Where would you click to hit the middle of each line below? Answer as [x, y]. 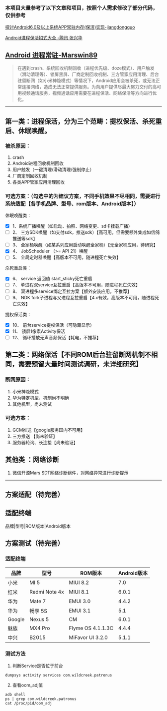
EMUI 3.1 [80, 611]
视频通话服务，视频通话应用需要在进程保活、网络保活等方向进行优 [89, 93]
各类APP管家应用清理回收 [39, 182]
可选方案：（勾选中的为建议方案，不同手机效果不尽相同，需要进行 [83, 196]
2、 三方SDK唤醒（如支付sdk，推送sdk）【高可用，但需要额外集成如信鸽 [86, 232]
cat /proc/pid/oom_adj [29, 703]
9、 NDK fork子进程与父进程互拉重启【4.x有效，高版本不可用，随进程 [83, 297]
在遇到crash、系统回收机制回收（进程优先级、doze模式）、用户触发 [86, 68]
